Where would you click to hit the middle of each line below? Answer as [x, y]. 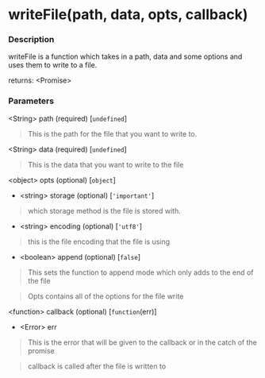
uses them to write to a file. [53, 65]
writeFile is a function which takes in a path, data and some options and [125, 56]
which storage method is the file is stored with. [104, 210]
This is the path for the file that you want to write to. [112, 133]
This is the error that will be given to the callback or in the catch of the [142, 342]
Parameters [31, 101]
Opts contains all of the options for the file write [106, 296]
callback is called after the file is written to [97, 366]
